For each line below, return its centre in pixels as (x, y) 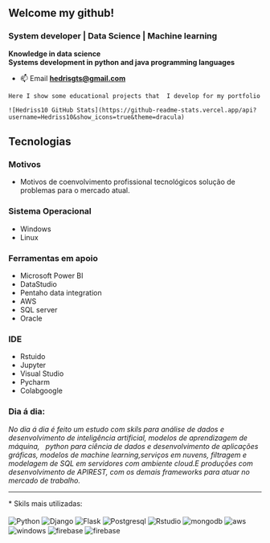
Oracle (31, 318)
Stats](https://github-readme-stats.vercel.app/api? (167, 110)
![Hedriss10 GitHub (41, 110)
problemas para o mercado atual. (75, 190)
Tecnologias (40, 142)
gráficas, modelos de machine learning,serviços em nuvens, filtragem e (128, 455)
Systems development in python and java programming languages (122, 62)
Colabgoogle (41, 391)
